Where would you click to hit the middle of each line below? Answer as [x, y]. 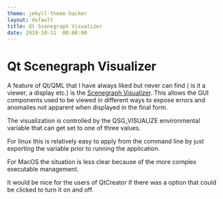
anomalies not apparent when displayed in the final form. [87, 108]
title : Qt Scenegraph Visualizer [55, 26]
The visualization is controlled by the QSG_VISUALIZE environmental [104, 121]
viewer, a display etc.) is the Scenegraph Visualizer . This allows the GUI [108, 93]
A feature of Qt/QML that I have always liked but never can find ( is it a [106, 86]
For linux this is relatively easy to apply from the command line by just [106, 141]
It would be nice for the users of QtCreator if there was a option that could [112, 183]
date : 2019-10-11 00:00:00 [47, 33]
